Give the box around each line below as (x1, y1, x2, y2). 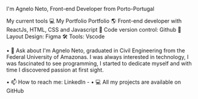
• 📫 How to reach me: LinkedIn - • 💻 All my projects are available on (6, 78, 182, 86)
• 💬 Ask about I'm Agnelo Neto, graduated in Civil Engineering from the (6, 47, 185, 54)
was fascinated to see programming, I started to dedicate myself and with (6, 60, 192, 67)
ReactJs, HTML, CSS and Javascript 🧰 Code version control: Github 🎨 (6, 26, 182, 33)
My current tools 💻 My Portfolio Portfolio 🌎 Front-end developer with (6, 18, 182, 24)
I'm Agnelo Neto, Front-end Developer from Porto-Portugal (6, 5, 155, 12)
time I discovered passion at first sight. (6, 66, 104, 73)
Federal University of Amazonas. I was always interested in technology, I (6, 53, 189, 60)
